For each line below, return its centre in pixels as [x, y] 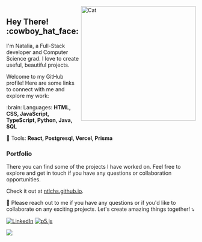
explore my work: [28, 95]
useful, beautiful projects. [38, 65]
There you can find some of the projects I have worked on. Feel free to [94, 167]
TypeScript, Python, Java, [39, 120]
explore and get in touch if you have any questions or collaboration [89, 173]
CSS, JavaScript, [28, 113]
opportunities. [23, 180]
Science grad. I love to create [43, 58]
